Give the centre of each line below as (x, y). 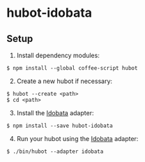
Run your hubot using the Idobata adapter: (77, 139)
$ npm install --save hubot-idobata (60, 126)
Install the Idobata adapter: (55, 113)
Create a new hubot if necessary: (64, 81)
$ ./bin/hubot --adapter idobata (55, 152)
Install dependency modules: (58, 55)
